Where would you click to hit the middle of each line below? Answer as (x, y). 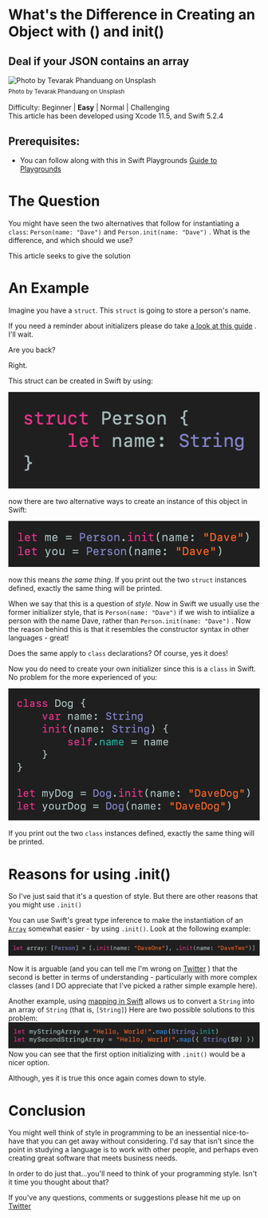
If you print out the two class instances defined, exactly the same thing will (132, 833)
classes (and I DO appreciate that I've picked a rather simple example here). (133, 986)
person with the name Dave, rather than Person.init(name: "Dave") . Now (130, 621)
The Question (54, 201)
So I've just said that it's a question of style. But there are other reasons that (133, 897)
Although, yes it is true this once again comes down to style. (107, 1078)
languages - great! (39, 637)
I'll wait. (21, 334)
